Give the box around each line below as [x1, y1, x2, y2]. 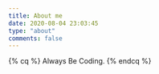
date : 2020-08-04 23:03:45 [8, 19, 99, 27]
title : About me [8, 11, 63, 20]
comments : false [8, 34, 63, 43]
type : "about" [8, 27, 56, 35]
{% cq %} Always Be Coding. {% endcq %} [8, 56, 152, 66]
